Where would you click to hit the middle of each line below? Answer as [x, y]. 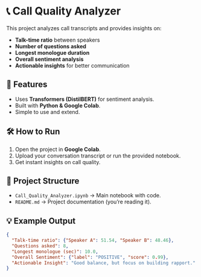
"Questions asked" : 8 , [40, 246]
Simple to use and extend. [47, 112]
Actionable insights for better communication [72, 65]
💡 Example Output [41, 221]
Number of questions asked [50, 46]
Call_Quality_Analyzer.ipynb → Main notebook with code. [88, 196]
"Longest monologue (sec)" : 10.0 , [55, 252]
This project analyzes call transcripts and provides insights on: [84, 28]
